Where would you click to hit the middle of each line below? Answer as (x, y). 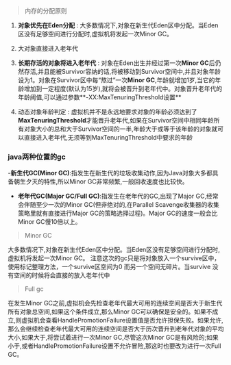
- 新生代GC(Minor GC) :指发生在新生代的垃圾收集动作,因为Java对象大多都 (110, 173)
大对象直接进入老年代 (48, 48)
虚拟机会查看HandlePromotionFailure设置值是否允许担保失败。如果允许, (122, 320)
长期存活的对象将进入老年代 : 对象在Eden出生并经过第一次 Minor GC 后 (116, 63)
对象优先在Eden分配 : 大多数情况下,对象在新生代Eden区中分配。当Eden (118, 25)
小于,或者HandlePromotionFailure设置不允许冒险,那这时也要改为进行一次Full (114, 346)
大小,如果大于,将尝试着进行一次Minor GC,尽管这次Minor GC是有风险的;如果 (113, 338)
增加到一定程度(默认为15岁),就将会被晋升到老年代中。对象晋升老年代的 (123, 89)
